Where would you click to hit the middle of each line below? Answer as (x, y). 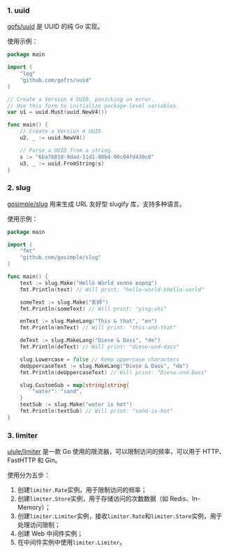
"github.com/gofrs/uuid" (56, 80)
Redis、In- (185, 499)
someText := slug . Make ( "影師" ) (64, 302)
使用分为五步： (29, 475)
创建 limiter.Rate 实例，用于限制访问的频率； (82, 490)
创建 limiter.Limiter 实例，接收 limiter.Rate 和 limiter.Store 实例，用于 (120, 516)
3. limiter (23, 435)
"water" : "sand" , (57, 392)
